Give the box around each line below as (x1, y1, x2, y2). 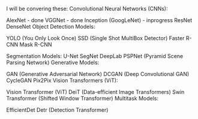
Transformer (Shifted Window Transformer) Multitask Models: (6, 95, 159, 102)
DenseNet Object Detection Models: (6, 23, 95, 30)
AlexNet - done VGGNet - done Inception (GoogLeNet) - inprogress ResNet (6, 17, 193, 23)
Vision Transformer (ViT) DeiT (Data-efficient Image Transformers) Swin (6, 89, 185, 95)
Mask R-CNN (19, 41, 52, 48)
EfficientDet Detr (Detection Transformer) (6, 106, 109, 113)
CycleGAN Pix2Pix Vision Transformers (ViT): (6, 77, 118, 84)
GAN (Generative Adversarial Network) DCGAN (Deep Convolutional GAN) (6, 71, 190, 77)
